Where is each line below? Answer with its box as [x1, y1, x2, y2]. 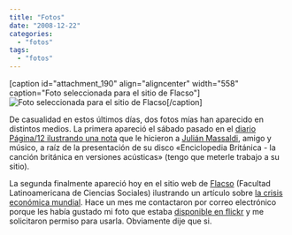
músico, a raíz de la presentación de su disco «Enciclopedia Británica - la [9, 142, 276, 153]
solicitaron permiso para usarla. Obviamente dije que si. [9, 216, 212, 226]
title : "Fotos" [9, 12, 65, 22]
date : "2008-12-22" [9, 21, 81, 30]
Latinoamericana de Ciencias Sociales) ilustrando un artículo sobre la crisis [9, 187, 283, 198]
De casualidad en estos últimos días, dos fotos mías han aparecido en [9, 114, 264, 125]
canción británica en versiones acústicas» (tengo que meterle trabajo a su [9, 152, 280, 162]
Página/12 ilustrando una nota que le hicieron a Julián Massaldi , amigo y [9, 133, 272, 143]
